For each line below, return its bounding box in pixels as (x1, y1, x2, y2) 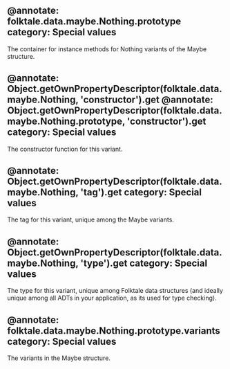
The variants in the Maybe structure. (7, 354, 111, 362)
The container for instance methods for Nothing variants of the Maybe (7, 44, 207, 53)
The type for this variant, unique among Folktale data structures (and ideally (7, 287, 223, 295)
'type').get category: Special (80, 257, 208, 269)
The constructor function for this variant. (7, 145, 123, 153)
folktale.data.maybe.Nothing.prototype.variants (7, 325, 221, 336)
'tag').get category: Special (80, 186, 202, 199)
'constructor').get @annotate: (80, 94, 213, 106)
